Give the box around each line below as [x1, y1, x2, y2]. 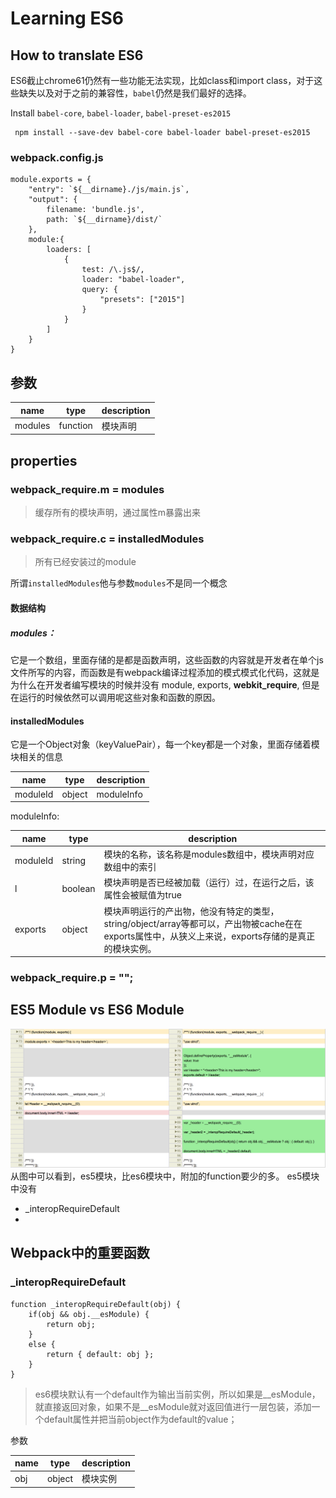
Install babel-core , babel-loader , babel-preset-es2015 [10, 107, 232, 119]
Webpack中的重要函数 [10, 1245, 150, 1262]
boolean [61, 882, 96, 894]
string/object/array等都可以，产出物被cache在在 [103, 917, 303, 929]
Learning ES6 [10, 7, 124, 30]
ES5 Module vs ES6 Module [10, 1002, 185, 1019]
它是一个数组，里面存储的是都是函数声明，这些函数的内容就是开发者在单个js [10, 653, 324, 666]
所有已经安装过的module [34, 556, 137, 568]
